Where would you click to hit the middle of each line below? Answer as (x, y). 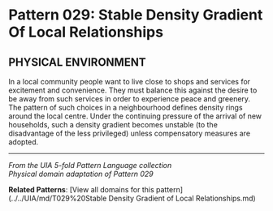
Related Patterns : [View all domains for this (81, 189)
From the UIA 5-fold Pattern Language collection (90, 165)
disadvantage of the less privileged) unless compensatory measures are (129, 133)
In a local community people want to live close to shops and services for (129, 82)
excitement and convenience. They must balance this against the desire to (133, 90)
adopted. (24, 142)
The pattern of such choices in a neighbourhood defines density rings (126, 108)
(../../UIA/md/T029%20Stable (58, 198)
